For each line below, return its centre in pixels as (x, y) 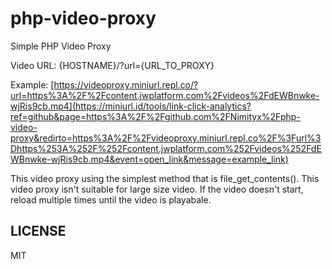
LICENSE (38, 231)
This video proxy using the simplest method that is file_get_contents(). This (165, 178)
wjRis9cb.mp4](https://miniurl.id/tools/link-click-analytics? (131, 106)
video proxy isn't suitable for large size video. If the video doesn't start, (157, 189)
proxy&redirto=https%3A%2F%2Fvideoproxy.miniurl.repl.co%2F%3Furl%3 (166, 138)
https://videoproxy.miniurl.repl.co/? (126, 84)
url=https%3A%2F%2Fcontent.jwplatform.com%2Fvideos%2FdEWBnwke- (165, 95)
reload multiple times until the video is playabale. (111, 199)
